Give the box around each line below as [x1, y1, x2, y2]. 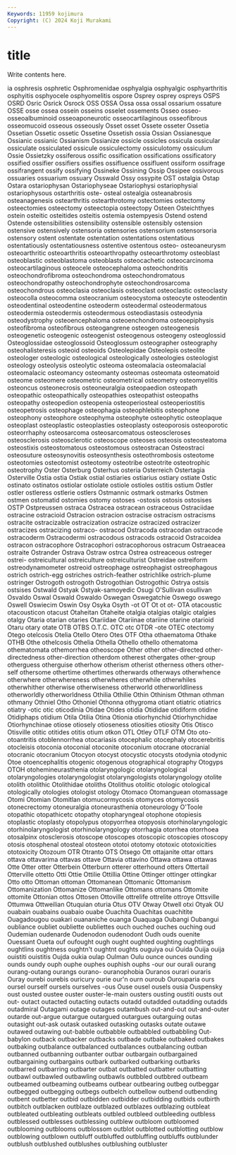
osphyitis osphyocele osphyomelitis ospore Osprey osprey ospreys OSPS [7, 92, 221, 100]
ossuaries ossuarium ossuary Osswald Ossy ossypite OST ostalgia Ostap [7, 174, 220, 183]
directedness [7, 653, 46, 662]
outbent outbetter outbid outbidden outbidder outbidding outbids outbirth [7, 1095, 221, 1104]
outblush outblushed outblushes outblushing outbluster [7, 1139, 168, 1149]
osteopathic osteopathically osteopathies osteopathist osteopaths [7, 391, 199, 400]
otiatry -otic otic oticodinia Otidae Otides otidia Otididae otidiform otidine [7, 705, 218, 714]
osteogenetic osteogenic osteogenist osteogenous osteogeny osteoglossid [7, 331, 226, 340]
